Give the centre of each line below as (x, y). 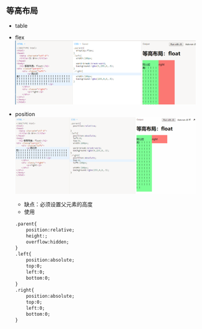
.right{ (24, 290)
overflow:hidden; (47, 242)
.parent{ (26, 224)
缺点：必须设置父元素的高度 (58, 204)
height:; (37, 236)
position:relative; (50, 230)
